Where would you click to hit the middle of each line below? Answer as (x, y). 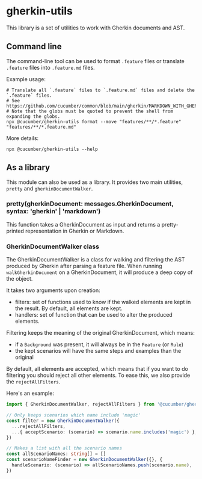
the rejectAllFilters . (33, 382)
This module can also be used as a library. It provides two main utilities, (95, 182)
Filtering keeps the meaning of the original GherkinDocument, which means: (101, 333)
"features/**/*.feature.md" (41, 127)
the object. (20, 279)
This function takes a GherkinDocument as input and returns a (83, 224)
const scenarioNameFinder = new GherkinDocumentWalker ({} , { (84, 460)
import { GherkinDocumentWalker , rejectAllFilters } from (80, 404)
